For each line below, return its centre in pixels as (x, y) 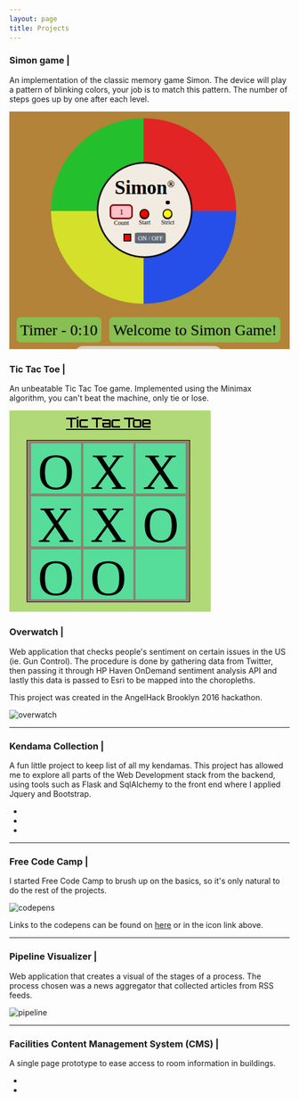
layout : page (33, 19)
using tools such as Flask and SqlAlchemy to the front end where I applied (145, 784)
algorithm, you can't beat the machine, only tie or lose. (109, 398)
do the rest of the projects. (58, 890)
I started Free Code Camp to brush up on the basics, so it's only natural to (145, 881)
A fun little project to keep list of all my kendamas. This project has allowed (146, 766)
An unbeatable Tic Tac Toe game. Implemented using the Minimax (130, 389)
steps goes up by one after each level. (79, 99)
